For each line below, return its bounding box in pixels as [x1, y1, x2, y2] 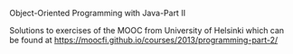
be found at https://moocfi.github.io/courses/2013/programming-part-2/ [9, 35, 279, 45]
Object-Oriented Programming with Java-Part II [9, 8, 186, 18]
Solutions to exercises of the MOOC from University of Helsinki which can [9, 25, 285, 35]
